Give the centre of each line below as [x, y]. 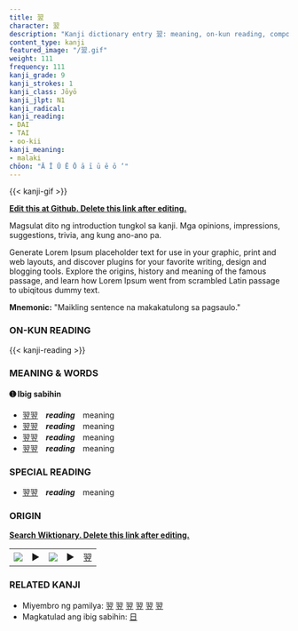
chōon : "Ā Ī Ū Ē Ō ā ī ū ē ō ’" [69, 166]
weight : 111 [31, 59]
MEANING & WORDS [54, 372]
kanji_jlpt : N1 [37, 100]
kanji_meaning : [37, 149]
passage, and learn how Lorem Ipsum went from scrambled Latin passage [145, 281]
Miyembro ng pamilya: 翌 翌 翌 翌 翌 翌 [93, 605]
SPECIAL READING [50, 472]
